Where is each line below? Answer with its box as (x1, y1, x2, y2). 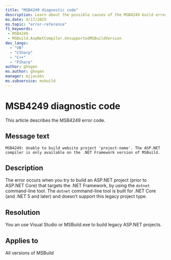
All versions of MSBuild (5, 250, 54, 256)
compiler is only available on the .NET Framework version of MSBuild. (5, 150, 160, 155)
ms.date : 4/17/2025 (5, 17, 47, 22)
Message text (5, 132, 50, 140)
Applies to (5, 236, 39, 245)
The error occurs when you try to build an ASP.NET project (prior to (5, 177, 147, 183)
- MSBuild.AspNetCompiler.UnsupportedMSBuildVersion (7, 36, 122, 41)
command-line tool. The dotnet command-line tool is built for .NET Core (5, 188, 156, 194)
